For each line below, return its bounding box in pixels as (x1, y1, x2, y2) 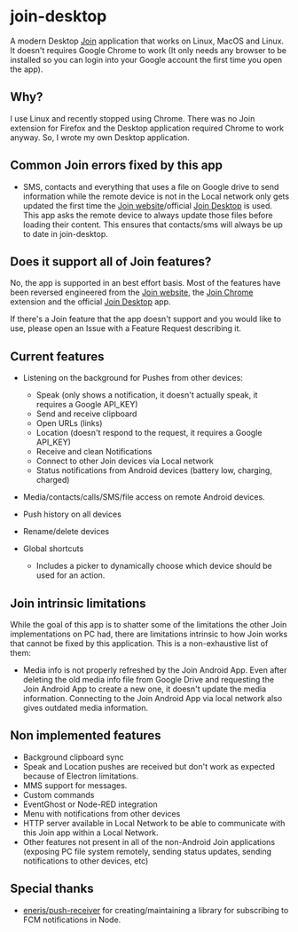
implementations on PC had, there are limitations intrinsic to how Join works (10, 628, 288, 639)
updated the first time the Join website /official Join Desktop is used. (22, 200, 273, 210)
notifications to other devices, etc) (22, 855, 149, 866)
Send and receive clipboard (35, 408, 137, 419)
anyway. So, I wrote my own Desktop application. (10, 131, 190, 143)
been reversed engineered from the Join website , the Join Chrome (10, 287, 254, 298)
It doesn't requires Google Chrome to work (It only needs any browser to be (10, 44, 287, 55)
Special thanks (10, 881, 94, 896)
